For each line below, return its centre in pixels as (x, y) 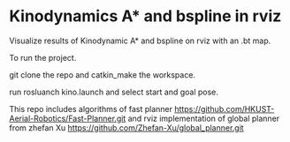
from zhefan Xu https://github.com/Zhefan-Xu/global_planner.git (127, 127)
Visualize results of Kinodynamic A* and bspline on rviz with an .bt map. (140, 41)
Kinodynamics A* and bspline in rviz (145, 16)
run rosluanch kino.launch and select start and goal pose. (114, 92)
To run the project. (43, 57)
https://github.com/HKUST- (225, 108)
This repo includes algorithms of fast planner (91, 108)
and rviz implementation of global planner (204, 118)
